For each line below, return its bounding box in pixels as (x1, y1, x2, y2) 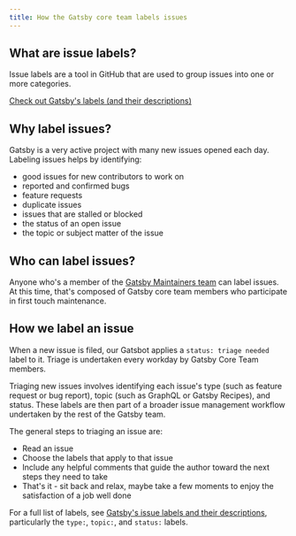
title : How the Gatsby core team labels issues (9, 12, 188, 22)
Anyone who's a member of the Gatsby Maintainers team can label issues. (9, 277, 280, 287)
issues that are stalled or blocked (21, 209, 143, 219)
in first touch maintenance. (9, 295, 107, 306)
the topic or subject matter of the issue (21, 227, 164, 239)
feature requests (21, 190, 83, 201)
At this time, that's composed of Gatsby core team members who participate (9, 287, 288, 297)
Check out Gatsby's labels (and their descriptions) (9, 96, 193, 106)
